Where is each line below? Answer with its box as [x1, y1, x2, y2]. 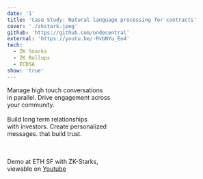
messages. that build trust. [7, 129, 82, 137]
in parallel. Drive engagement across [7, 93, 111, 101]
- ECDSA [13, 61, 36, 68]
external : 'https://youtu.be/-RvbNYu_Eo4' [7, 36, 130, 42]
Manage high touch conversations [7, 86, 103, 94]
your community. [7, 100, 55, 109]
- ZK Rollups [13, 55, 51, 61]
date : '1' [7, 10, 36, 17]
